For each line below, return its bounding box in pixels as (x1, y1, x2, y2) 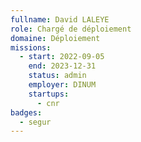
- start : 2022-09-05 (19, 52, 105, 62)
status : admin (28, 71, 87, 81)
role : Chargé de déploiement (10, 24, 132, 34)
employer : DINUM (28, 80, 97, 90)
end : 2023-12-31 (28, 61, 97, 71)
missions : (10, 42, 52, 53)
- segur (19, 117, 52, 127)
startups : (28, 89, 70, 99)
